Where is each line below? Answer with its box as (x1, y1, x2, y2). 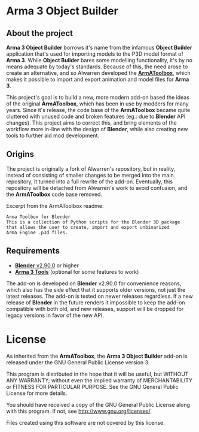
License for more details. (6, 389, 68, 397)
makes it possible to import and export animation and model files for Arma (6, 76, 189, 83)
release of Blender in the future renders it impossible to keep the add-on (6, 298, 185, 306)
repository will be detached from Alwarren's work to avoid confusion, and (6, 184, 188, 191)
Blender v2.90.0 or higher (14, 262, 79, 269)
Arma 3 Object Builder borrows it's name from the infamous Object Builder (6, 44, 192, 51)
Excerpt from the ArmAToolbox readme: (6, 202, 104, 209)
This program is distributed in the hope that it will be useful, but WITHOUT (6, 370, 189, 377)
